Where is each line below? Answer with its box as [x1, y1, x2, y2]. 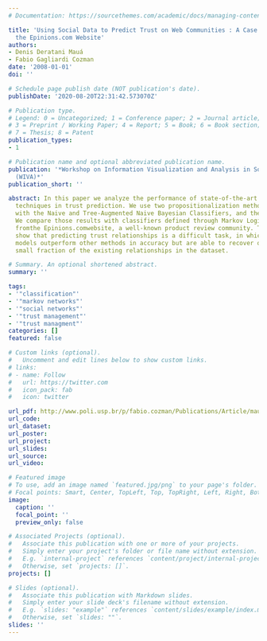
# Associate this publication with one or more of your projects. [8, 540, 240, 548]
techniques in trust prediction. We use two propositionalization [15, 202, 240, 210]
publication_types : [8, 136, 73, 144]
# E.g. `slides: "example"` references [8, 606, 148, 614]
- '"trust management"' [8, 312, 87, 320]
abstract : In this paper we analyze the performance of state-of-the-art [8, 194, 258, 203]
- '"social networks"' [8, 304, 83, 313]
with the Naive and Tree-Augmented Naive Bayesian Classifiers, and [15, 209, 247, 217]
